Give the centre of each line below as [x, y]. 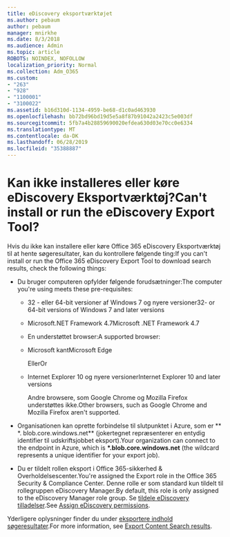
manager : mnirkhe [32, 33]
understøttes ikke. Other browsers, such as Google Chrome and [117, 405]
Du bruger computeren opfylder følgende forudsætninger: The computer [119, 282]
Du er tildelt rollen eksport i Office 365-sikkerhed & [90, 468]
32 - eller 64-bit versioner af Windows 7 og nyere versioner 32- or [121, 302]
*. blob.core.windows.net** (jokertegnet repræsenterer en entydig [111, 433]
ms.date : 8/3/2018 [33, 39]
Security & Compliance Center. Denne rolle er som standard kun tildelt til [120, 483]
